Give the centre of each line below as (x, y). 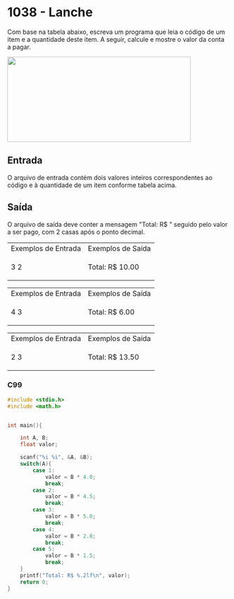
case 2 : (44, 490)
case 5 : (44, 549)
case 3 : (44, 510)
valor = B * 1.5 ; (70, 556)
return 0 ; (35, 582)
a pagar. (19, 47)
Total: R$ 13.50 (113, 357)
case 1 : (44, 470)
